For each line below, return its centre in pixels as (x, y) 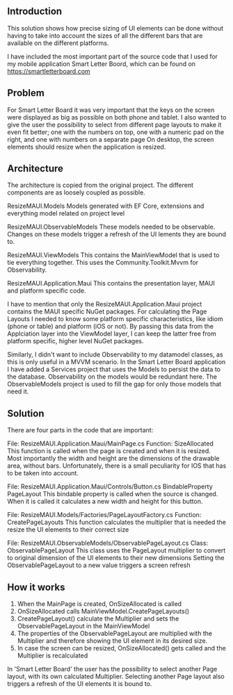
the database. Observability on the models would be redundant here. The (112, 377)
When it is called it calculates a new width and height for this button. (105, 501)
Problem (26, 93)
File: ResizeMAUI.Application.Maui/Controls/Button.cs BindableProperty (110, 486)
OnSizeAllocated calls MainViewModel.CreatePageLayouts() (103, 612)
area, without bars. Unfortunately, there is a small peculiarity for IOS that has (117, 466)
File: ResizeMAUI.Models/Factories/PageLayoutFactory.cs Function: (104, 515)
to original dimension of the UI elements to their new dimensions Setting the (116, 558)
